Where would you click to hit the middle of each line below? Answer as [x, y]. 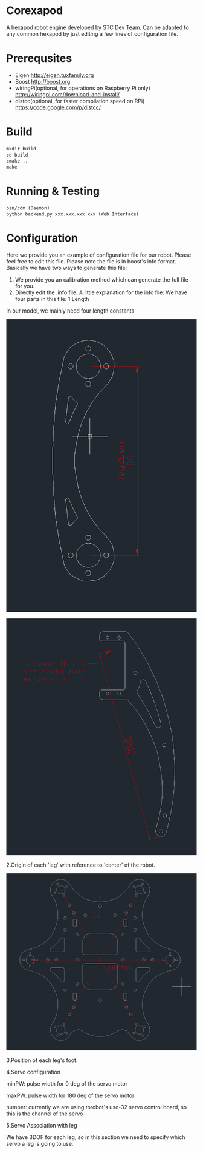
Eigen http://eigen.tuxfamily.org [54, 75]
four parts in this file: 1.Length [52, 299]
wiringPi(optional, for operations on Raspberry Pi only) [83, 88]
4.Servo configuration [34, 1072]
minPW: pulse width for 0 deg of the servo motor [67, 1083]
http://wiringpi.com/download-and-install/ [67, 94]
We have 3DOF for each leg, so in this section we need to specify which [96, 1137]
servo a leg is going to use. [40, 1143]
